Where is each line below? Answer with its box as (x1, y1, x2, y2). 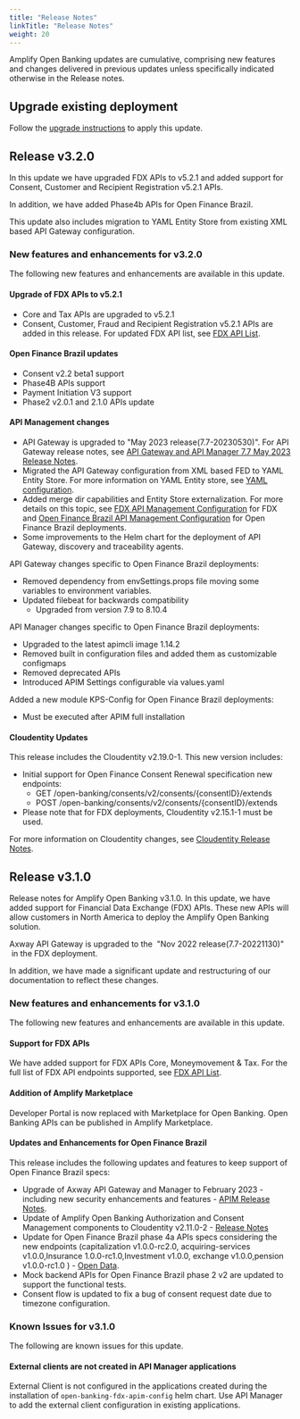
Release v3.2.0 (9, 148, 96, 163)
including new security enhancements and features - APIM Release (21, 1193, 271, 1204)
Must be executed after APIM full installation (21, 711, 186, 722)
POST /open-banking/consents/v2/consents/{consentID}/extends (35, 797, 279, 808)
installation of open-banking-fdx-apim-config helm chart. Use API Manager (9, 1390, 283, 1401)
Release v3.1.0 (9, 869, 92, 884)
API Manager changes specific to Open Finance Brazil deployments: (9, 622, 260, 632)
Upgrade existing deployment (9, 99, 179, 114)
